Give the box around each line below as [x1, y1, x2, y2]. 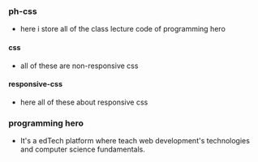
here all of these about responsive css [19, 97, 148, 107]
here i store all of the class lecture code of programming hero [19, 24, 226, 34]
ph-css [8, 6, 38, 17]
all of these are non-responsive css [19, 61, 139, 70]
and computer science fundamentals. [19, 144, 146, 154]
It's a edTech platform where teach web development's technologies [19, 136, 250, 145]
